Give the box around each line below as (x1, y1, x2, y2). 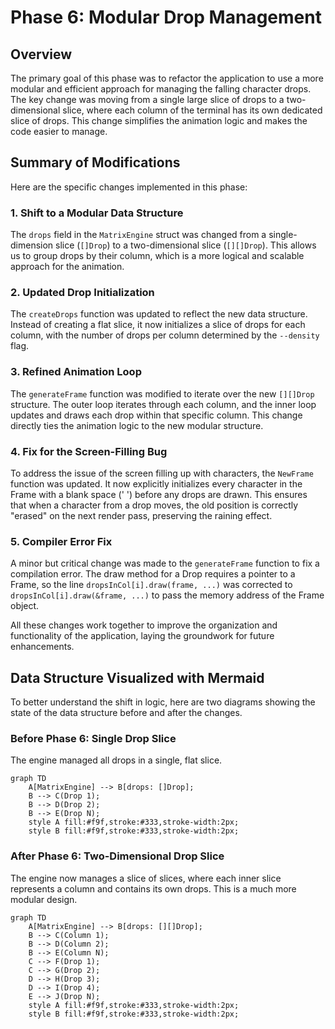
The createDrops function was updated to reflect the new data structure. (10, 308, 308, 320)
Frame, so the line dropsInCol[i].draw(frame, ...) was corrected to (10, 579, 293, 591)
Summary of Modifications (10, 154, 181, 171)
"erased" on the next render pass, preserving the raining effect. (10, 510, 273, 521)
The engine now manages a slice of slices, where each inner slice (10, 872, 282, 884)
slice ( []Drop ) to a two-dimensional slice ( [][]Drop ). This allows (55, 239, 317, 251)
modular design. (10, 893, 78, 905)
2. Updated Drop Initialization (10, 286, 155, 300)
